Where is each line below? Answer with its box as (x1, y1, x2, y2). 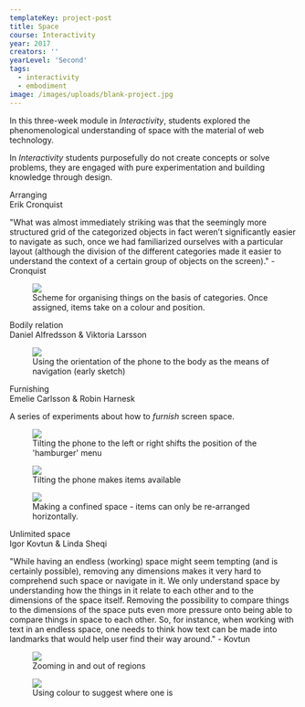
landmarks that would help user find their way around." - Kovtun (9, 633, 251, 644)
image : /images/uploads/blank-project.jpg (9, 90, 174, 99)
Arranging (9, 189, 47, 200)
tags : (9, 65, 30, 74)
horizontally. (32, 511, 79, 522)
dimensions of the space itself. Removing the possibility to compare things (9, 595, 289, 606)
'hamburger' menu (32, 447, 102, 458)
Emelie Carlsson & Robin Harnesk (9, 393, 135, 404)
